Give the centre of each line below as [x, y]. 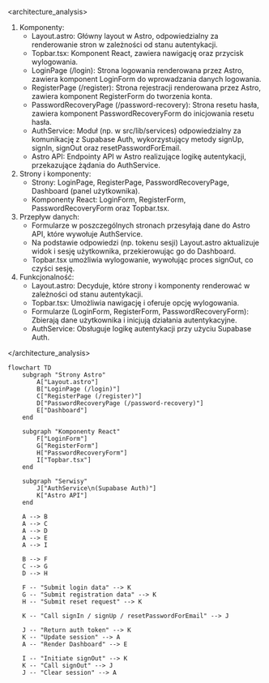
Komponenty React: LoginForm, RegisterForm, [109, 199]
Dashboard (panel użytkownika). [86, 191]
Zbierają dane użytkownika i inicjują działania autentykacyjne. [134, 320]
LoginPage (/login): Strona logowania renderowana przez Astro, [138, 70]
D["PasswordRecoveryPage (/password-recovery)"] [120, 403]
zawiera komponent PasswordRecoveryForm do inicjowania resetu [143, 113]
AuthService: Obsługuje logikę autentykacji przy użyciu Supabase [141, 329]
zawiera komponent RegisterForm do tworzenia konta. [122, 96]
